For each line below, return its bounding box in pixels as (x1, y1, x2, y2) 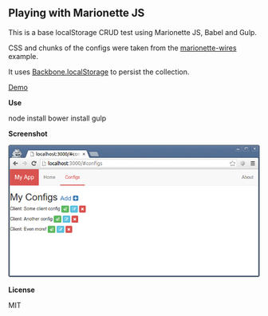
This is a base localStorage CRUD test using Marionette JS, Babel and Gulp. (8, 27, 258, 37)
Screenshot (8, 128, 48, 138)
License (8, 285, 36, 294)
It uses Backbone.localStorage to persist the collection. (8, 67, 190, 77)
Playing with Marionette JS (8, 6, 145, 20)
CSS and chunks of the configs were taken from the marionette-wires (8, 43, 237, 53)
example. (8, 51, 38, 61)
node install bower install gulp (8, 113, 107, 123)
